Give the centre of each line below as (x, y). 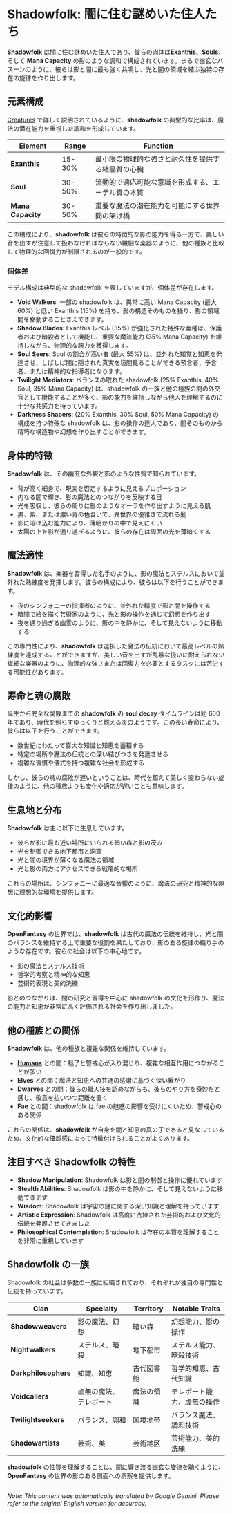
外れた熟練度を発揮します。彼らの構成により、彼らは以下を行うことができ (113, 582)
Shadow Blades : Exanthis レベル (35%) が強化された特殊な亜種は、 (113, 328)
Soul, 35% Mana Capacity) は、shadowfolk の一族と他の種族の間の (113, 389)
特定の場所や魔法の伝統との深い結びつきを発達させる (93, 754)
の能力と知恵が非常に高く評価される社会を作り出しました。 (92, 1007)
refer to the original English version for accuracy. (77, 1503)
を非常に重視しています (50, 1240)
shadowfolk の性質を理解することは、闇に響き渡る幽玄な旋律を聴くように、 (116, 1467)
